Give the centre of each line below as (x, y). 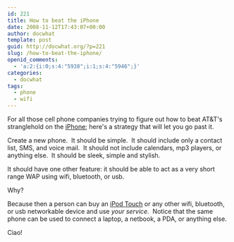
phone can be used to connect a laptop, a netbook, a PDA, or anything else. (117, 219)
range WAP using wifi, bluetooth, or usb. (66, 176)
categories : (25, 73)
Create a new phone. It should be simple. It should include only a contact (115, 140)
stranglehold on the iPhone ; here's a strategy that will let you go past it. (111, 127)
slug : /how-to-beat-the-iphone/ (55, 54)
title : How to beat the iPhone (53, 20)
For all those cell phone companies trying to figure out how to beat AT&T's (115, 119)
